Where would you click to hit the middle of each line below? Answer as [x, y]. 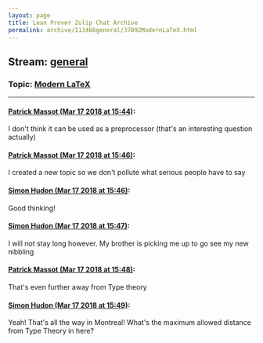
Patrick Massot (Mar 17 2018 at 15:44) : [72, 111]
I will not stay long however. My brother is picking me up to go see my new [128, 243]
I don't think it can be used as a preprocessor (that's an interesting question [130, 129]
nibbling [21, 251]
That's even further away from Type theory [77, 287]
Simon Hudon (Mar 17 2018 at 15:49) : [69, 305]
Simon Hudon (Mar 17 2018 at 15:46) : [69, 191]
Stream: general [48, 62]
